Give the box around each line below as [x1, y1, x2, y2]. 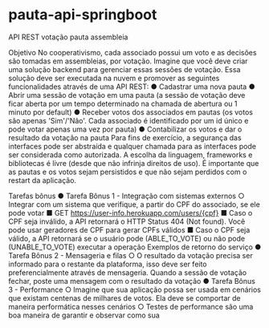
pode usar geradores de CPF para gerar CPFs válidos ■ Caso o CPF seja [8, 225, 251, 234]
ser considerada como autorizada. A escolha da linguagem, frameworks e [8, 150, 253, 160]
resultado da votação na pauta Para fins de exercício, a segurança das [8, 132, 243, 142]
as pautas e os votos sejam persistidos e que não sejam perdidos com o [8, 167, 247, 176]
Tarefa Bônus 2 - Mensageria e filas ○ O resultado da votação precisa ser [8, 250, 253, 260]
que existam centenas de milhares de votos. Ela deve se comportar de [8, 293, 241, 302]
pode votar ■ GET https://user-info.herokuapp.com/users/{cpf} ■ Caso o [8, 208, 253, 217]
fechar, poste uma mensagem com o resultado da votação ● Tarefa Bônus [8, 276, 255, 285]
